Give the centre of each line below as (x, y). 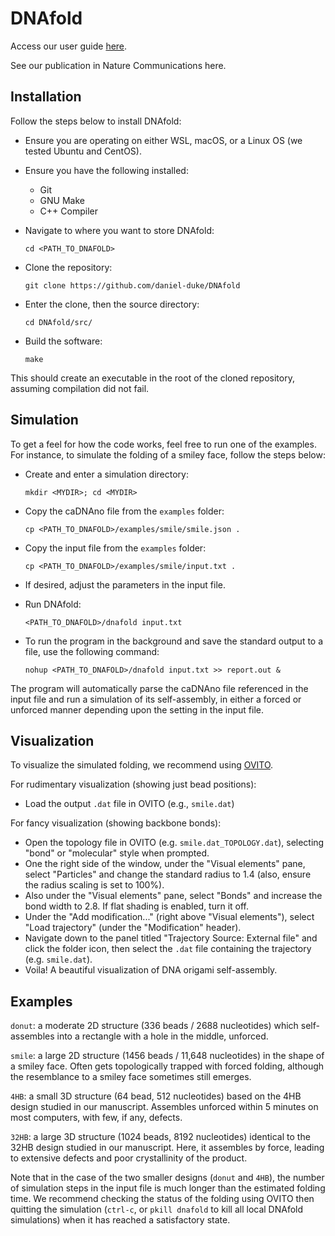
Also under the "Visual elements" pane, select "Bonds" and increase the (173, 896)
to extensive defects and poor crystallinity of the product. (129, 1158)
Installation (46, 97)
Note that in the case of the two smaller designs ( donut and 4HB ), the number (167, 1178)
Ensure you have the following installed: (106, 170)
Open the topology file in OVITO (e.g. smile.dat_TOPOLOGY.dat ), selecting (174, 843)
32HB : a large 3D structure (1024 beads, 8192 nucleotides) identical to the (160, 1137)
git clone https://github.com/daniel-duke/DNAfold (132, 285)
